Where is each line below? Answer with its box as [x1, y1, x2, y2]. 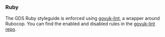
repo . [5, 26, 17, 32]
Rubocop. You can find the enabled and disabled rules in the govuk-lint [5, 21, 155, 27]
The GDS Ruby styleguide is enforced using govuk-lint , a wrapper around [5, 15, 160, 22]
